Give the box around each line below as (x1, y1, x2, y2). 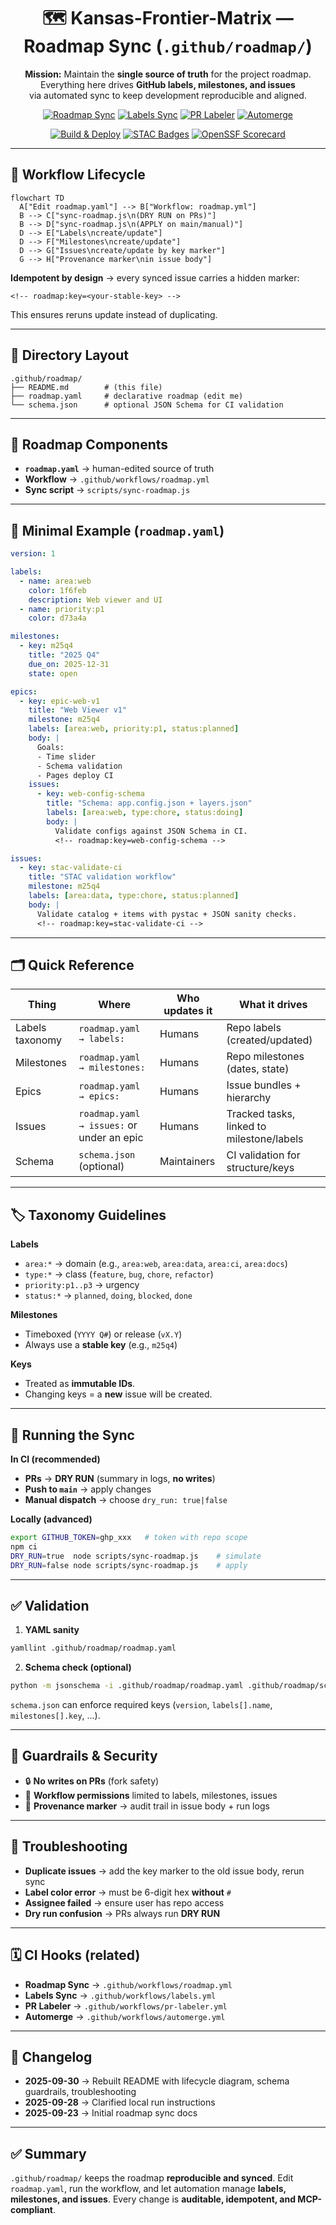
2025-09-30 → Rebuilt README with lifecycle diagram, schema (24, 2075, 290, 2087)
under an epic (78, 1131, 144, 1145)
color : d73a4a (28, 613, 87, 624)
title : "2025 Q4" (28, 650, 101, 660)
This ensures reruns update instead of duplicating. (10, 308, 218, 320)
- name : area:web (19, 576, 92, 586)
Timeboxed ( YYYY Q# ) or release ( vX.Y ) (24, 1328, 183, 1340)
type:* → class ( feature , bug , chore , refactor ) (24, 1268, 214, 1280)
